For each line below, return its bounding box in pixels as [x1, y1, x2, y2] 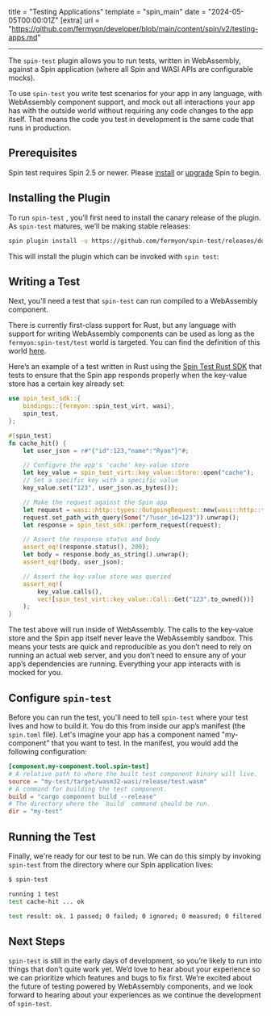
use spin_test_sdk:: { [8, 395, 81, 403]
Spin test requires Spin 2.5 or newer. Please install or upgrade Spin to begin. [8, 167, 261, 177]
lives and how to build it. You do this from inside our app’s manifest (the [8, 721, 246, 730]
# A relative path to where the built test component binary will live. [8, 770, 258, 778]
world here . [8, 346, 47, 356]
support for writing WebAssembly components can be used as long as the [8, 329, 255, 338]
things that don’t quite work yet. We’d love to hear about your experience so [8, 964, 261, 974]
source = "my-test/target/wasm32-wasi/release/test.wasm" [8, 777, 207, 786]
